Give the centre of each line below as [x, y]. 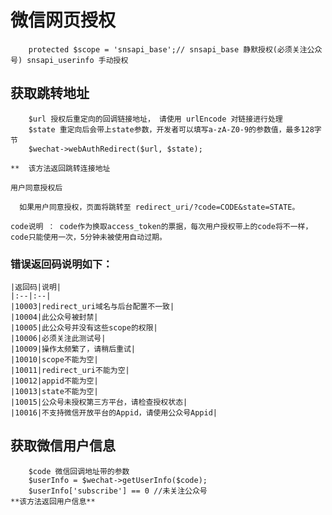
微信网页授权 [63, 20]
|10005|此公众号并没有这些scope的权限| [84, 328]
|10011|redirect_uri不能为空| [70, 371]
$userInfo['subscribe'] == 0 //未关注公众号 [118, 491]
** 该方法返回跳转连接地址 [60, 168]
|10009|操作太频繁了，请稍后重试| [73, 349]
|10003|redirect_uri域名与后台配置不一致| [92, 307]
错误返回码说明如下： [61, 264]
